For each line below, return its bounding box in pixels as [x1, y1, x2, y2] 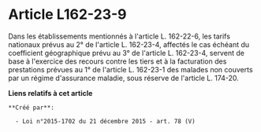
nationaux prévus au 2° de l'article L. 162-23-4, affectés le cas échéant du [8, 39, 250, 49]
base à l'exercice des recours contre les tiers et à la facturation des [8, 57, 227, 66]
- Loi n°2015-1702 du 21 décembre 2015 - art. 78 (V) [15, 117, 196, 125]
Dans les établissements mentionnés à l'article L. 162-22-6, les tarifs [8, 31, 231, 41]
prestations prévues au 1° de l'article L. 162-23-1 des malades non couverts [8, 64, 254, 74]
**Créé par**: [8, 104, 55, 112]
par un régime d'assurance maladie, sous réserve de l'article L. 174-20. [8, 73, 239, 82]
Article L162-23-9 [8, 5, 128, 24]
